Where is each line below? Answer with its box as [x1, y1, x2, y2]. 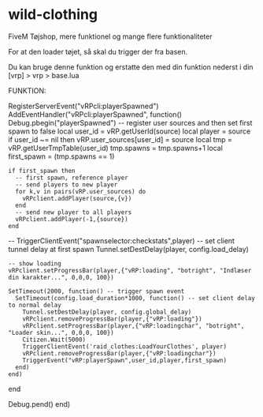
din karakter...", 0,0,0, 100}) [8, 273, 114, 281]
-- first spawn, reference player [15, 174, 128, 182]
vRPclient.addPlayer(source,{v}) [22, 194, 132, 202]
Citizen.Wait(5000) [22, 336, 87, 344]
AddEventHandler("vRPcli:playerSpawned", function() [8, 109, 183, 119]
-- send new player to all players [15, 208, 132, 216]
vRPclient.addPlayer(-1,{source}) [15, 215, 128, 223]
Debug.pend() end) [8, 399, 71, 408]
